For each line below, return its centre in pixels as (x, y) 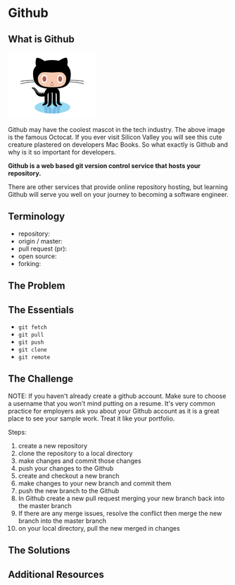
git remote (34, 358)
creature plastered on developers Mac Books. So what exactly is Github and (118, 145)
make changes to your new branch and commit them (95, 483)
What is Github (41, 39)
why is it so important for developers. (62, 152)
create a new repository (53, 445)
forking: (30, 263)
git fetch (33, 327)
